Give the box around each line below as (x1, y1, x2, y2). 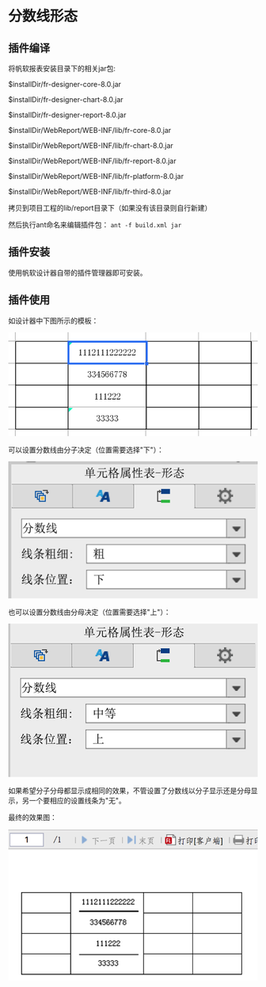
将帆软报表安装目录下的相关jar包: (8, 64, 116, 73)
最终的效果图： (8, 813, 57, 822)
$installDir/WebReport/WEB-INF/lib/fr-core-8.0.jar (8, 126, 172, 135)
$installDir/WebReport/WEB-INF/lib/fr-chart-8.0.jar (8, 141, 174, 150)
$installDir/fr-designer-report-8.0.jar (8, 110, 127, 120)
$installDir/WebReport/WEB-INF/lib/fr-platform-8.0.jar (8, 172, 184, 180)
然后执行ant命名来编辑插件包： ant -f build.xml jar (8, 220, 182, 230)
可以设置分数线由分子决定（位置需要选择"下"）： (8, 445, 165, 455)
